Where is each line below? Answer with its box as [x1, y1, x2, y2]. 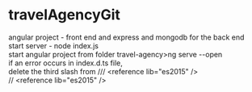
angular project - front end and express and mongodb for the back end [8, 32, 245, 42]
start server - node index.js [8, 40, 99, 50]
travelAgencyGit [8, 6, 121, 24]
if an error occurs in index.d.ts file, [8, 58, 124, 68]
